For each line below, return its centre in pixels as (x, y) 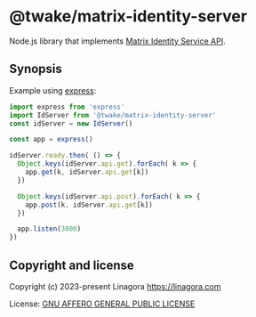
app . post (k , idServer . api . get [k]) (89, 205)
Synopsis (36, 69)
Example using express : (53, 90)
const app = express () (51, 140)
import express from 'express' (67, 107)
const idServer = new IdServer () (71, 123)
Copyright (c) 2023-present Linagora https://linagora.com (115, 286)
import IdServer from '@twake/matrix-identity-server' (113, 115)
